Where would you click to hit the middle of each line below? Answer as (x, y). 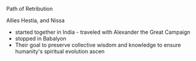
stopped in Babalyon (40, 38)
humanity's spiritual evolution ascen (60, 51)
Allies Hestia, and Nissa (36, 20)
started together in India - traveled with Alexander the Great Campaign (103, 32)
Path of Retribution (30, 9)
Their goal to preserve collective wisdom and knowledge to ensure (98, 45)
